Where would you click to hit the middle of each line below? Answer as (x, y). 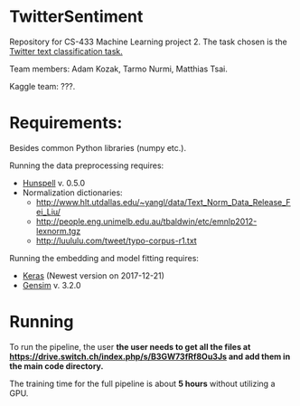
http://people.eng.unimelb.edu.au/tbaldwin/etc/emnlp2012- (146, 221)
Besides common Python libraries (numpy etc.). (98, 147)
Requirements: (66, 123)
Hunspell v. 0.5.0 (54, 183)
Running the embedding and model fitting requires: (104, 258)
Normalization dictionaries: (73, 193)
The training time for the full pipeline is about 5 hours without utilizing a (142, 383)
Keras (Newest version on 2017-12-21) (94, 275)
